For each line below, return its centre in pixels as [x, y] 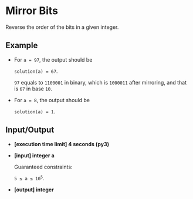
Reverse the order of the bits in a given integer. [62, 27]
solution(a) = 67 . [36, 71]
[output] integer [34, 190]
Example [22, 45]
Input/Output [30, 130]
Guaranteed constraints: [43, 167]
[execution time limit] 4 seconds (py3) [62, 144]
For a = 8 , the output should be [52, 100]
